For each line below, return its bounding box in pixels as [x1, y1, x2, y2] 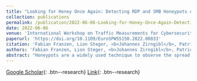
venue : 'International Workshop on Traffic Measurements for [6, 31, 159, 36]
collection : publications [6, 14, 69, 20]
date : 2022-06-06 [6, 25, 49, 31]
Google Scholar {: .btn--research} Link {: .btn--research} [6, 68, 141, 75]
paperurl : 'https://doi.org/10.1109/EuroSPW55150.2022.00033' [6, 36, 161, 42]
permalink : [6, 19, 33, 25]
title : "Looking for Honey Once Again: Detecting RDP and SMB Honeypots [6, 8, 188, 15]
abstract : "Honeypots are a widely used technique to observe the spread [6, 52, 191, 58]
